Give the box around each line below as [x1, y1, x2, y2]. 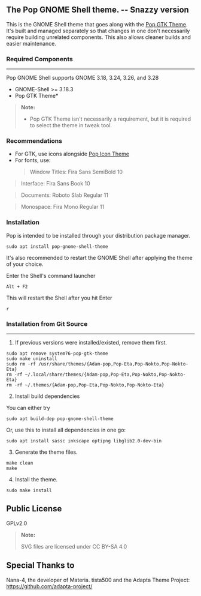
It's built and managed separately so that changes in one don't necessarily [6, 27, 190, 34]
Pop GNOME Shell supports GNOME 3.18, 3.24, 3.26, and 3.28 [6, 74, 159, 82]
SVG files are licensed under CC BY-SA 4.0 [20, 543, 127, 550]
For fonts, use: [14, 157, 51, 164]
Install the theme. [14, 476, 58, 483]
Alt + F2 [6, 283, 28, 290]
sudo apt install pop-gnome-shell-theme [6, 243, 109, 250]
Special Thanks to [6, 561, 75, 571]
